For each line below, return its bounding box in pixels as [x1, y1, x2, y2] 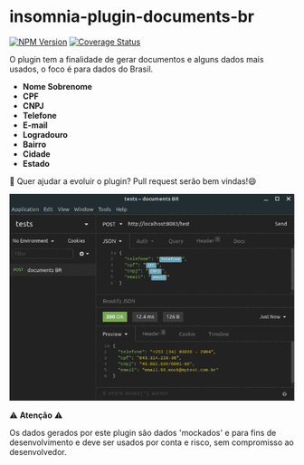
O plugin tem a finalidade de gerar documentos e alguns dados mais [9, 53, 264, 64]
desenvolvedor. [9, 446, 67, 457]
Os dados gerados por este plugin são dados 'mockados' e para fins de [9, 427, 277, 438]
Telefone [22, 110, 57, 121]
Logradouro [22, 129, 68, 140]
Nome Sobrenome [22, 81, 93, 92]
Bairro [22, 139, 47, 150]
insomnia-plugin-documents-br [9, 6, 255, 27]
